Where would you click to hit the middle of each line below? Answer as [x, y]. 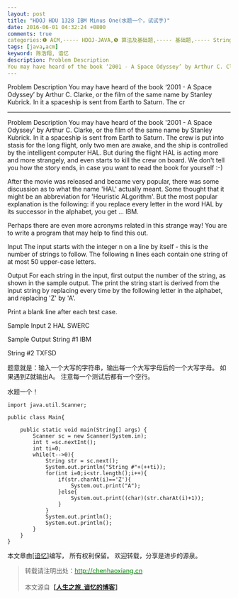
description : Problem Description [58, 60]
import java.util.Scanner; [47, 405]
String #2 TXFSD [32, 353]
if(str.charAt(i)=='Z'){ [95, 480]
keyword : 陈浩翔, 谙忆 [38, 54]
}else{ [68, 492]
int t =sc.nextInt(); [65, 442]
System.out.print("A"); [106, 486]
